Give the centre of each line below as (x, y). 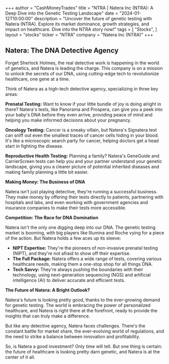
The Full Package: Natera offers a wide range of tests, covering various (87, 259)
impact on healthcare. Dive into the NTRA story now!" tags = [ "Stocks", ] (81, 29)
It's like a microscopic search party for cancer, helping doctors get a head (82, 140)
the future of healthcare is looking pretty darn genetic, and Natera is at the (82, 351)
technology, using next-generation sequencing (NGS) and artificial (81, 275)
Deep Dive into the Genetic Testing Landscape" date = (62, 13)
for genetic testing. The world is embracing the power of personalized (78, 305)
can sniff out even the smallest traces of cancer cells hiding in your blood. (82, 135)
